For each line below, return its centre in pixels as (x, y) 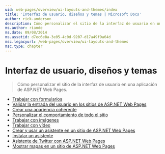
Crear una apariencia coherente (44, 109)
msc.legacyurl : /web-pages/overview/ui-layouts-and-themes (67, 42)
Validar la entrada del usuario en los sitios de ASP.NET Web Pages (79, 104)
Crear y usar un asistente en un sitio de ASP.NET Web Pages (74, 130)
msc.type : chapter (24, 46)
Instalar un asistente (33, 135)
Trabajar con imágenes (35, 120)
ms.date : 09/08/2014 (26, 32)
